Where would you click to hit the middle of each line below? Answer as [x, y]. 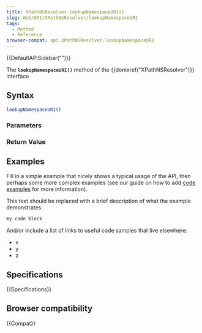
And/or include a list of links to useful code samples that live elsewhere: [97, 231]
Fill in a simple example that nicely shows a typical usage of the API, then [99, 176]
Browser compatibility [50, 309]
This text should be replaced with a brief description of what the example [99, 201]
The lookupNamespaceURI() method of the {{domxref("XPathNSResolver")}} [100, 70]
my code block [24, 219]
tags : [13, 23]
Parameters [24, 125]
